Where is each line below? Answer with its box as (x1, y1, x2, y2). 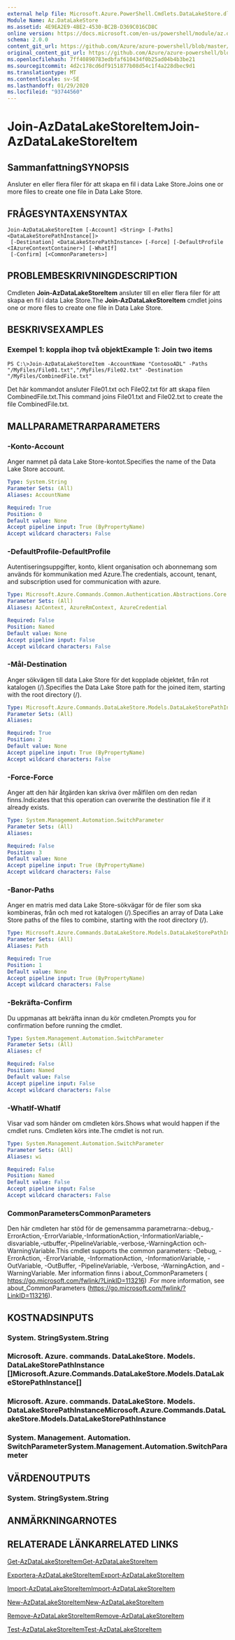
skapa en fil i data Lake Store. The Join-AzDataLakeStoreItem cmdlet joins (7, 296, 222, 304)
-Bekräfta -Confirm (7, 998, 72, 1008)
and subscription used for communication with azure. (7, 578, 162, 586)
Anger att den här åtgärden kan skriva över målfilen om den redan (7, 788, 197, 797)
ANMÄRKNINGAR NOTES (7, 1514, 117, 1526)
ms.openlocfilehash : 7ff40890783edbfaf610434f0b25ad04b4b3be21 (7, 56, 196, 63)
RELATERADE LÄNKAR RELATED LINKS (7, 1538, 179, 1550)
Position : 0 (7, 510, 42, 517)
